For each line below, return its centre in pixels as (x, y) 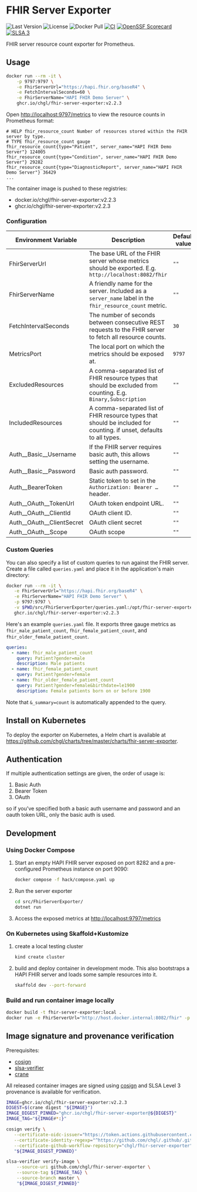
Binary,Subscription (118, 400)
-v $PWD (23, 607)
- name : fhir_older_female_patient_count (63, 680)
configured (28, 869)
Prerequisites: (23, 1050)
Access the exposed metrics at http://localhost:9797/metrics (88, 918)
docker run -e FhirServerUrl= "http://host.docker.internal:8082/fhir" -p (98, 1018)
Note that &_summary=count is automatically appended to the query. (86, 702)
